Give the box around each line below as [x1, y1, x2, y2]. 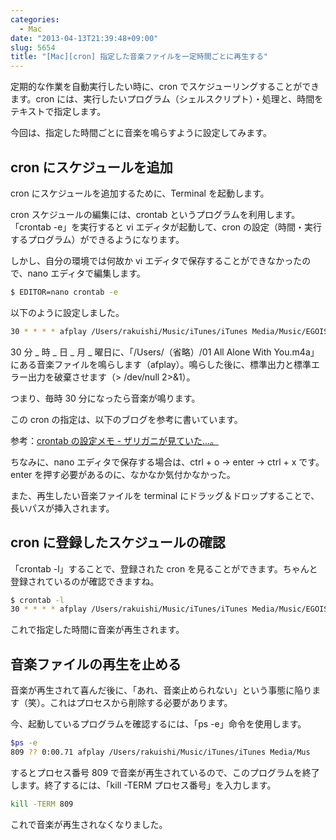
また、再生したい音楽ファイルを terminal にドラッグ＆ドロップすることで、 [10, 489, 320, 501]
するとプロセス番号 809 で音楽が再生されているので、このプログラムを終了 [10, 766, 320, 778]
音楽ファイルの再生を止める [10, 656, 182, 673]
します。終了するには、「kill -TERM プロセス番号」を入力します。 [10, 779, 277, 791]
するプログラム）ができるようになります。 [10, 233, 185, 245]
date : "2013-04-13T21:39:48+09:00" [10, 33, 159, 43]
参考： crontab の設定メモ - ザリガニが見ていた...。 [10, 434, 220, 446]
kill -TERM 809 [10, 799, 74, 809]
